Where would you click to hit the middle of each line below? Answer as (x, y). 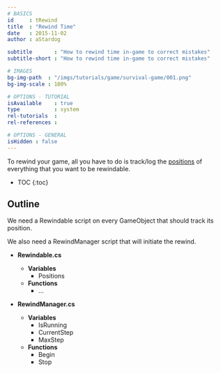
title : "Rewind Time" (42, 26)
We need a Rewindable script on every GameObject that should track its (110, 221)
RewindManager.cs (46, 304)
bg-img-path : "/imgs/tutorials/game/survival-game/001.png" (99, 77)
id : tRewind (32, 20)
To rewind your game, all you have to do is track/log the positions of (105, 161)
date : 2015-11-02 (37, 33)
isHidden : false (32, 141)
